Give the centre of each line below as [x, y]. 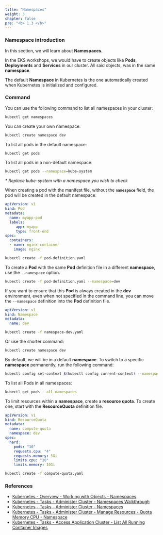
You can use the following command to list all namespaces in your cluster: [79, 108]
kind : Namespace [21, 314]
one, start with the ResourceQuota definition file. [54, 406]
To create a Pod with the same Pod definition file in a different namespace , [80, 267]
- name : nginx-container [34, 245]
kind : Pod [15, 209]
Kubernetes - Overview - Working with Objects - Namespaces [74, 497]
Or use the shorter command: [34, 342]
